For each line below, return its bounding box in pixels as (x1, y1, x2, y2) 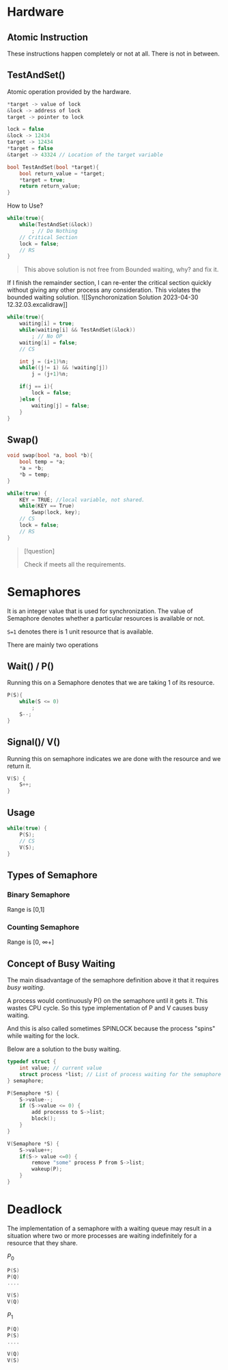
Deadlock (7, 1201, 63, 1217)
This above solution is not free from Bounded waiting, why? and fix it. (23, 265, 219, 274)
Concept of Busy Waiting (7, 958, 115, 969)
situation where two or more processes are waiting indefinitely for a (7, 1231, 197, 1240)
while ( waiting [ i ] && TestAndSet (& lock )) (19, 327, 136, 334)
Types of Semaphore (7, 869, 98, 881)
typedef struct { (7, 1058, 57, 1065)
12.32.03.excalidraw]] (7, 301, 68, 309)
